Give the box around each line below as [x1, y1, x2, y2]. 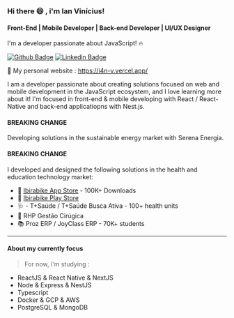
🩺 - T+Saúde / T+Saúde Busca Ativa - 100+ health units [17, 202, 179, 210]
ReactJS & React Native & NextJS [17, 273, 114, 282]
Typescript [17, 288, 49, 296]
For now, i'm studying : [24, 259, 90, 268]
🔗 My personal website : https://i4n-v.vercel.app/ [7, 66, 148, 75]
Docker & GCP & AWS [17, 296, 80, 304]
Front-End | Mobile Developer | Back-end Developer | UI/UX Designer [7, 24, 211, 32]
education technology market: [7, 172, 94, 181]
